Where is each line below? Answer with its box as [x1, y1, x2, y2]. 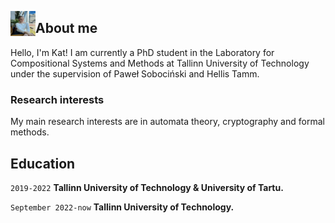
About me [35, 20, 98, 37]
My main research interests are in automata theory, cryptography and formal [10, 116, 325, 128]
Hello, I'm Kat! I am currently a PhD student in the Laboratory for [10, 46, 275, 58]
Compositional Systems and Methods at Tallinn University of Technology [10, 57, 310, 69]
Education [10, 155, 76, 172]
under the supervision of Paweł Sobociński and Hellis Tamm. [10, 67, 260, 80]
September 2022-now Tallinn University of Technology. [10, 201, 235, 213]
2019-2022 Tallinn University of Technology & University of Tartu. [10, 181, 284, 193]
